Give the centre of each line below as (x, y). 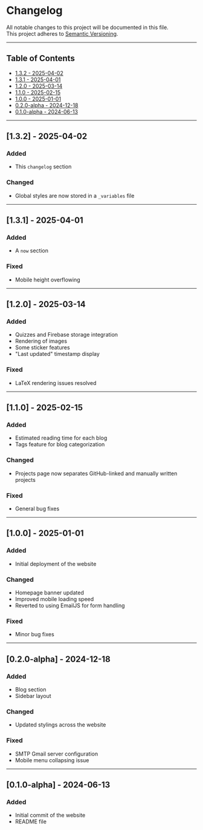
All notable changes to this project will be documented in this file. (88, 27)
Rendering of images (41, 341)
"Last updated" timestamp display (57, 354)
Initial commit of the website (50, 815)
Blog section (31, 689)
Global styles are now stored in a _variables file (75, 196)
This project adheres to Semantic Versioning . (62, 33)
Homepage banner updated (50, 592)
